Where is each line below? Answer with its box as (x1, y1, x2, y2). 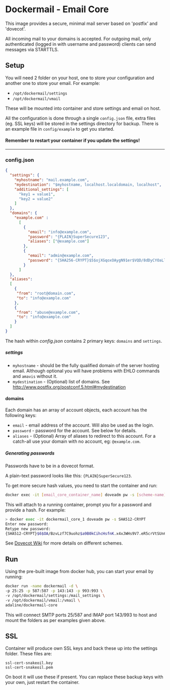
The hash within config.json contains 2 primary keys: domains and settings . (5, 338, 162, 344)
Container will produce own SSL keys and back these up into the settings (5, 645, 158, 651)
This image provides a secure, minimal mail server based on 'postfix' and (5, 20, 158, 26)
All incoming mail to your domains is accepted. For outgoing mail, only (5, 36, 151, 42)
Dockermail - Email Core (5, 4, 109, 15)
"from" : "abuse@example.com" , (16, 310, 80, 315)
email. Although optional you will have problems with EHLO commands (12, 368, 160, 374)
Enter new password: (5, 521, 49, 527)
